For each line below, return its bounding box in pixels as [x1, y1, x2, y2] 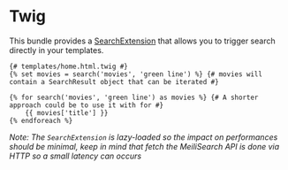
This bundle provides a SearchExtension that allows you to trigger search [9, 35, 276, 46]
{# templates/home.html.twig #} [9, 62, 128, 71]
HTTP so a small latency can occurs [9, 151, 142, 161]
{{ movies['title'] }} [25, 108, 109, 117]
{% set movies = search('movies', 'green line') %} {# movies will [9, 69, 263, 79]
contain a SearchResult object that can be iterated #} [9, 77, 219, 86]
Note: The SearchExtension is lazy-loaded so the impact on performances [9, 131, 278, 143]
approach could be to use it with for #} [9, 100, 164, 110]
